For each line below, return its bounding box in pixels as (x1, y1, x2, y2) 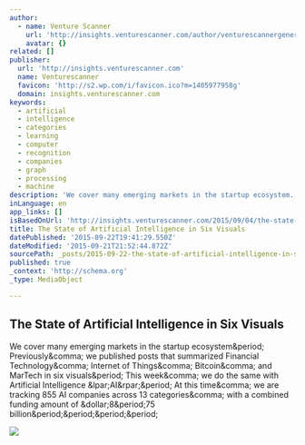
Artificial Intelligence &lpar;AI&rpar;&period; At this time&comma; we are (9, 379, 280, 391)
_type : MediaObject (9, 275, 84, 284)
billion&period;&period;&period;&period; (9, 408, 159, 419)
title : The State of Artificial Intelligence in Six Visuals (9, 224, 246, 233)
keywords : (9, 97, 47, 107)
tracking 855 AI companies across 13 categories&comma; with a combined (9, 389, 289, 400)
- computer (17, 140, 59, 149)
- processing (17, 173, 67, 183)
